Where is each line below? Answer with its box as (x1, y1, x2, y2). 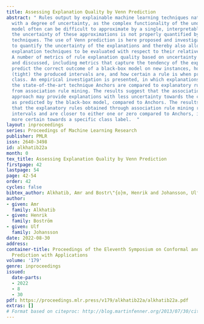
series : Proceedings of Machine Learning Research (6, 128, 137, 134)
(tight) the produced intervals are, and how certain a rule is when (12, 71, 191, 77)
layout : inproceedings (6, 122, 64, 128)
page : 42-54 (6, 173, 36, 179)
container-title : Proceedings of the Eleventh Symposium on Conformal (6, 246, 189, 252)
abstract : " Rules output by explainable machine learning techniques (6, 15, 189, 21)
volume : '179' (6, 258, 42, 264)
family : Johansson (12, 229, 59, 235)
